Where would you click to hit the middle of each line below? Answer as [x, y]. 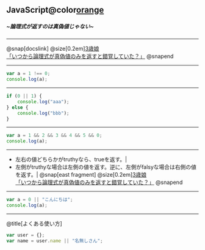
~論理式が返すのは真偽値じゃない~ [50, 26]
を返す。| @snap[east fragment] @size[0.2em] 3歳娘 [81, 175]
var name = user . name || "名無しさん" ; [55, 241]
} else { [17, 107]
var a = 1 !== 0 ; [28, 74]
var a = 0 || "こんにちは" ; [40, 200]
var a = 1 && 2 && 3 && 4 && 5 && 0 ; [54, 136]
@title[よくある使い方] [34, 223]
